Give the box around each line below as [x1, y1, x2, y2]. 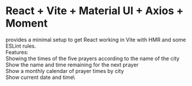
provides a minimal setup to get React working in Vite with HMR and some [5, 36, 186, 43]
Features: [5, 48, 29, 55]
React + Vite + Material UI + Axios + [5, 4, 184, 18]
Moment [5, 16, 48, 30]
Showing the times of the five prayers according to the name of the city [5, 55, 180, 62]
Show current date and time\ [5, 74, 75, 81]
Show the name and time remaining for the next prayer [5, 61, 139, 68]
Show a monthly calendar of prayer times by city [5, 67, 124, 74]
